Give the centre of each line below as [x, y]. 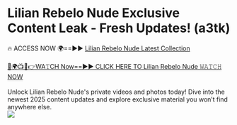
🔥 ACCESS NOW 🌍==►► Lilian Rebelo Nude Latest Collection [99, 48]
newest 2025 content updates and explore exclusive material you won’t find [118, 99]
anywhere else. [29, 107]
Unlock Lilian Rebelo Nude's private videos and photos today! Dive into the [116, 92]
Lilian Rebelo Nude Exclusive [94, 13]
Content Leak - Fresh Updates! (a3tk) [119, 28]
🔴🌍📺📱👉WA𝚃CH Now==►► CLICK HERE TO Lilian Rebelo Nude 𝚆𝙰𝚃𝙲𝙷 [115, 66]
